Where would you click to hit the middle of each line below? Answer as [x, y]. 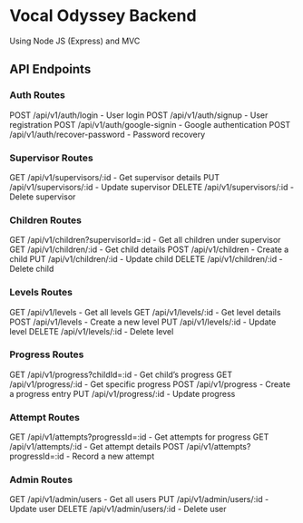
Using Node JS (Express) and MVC [75, 41]
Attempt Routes [44, 417]
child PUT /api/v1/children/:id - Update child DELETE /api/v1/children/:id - [146, 259]
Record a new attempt [113, 456]
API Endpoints [50, 69]
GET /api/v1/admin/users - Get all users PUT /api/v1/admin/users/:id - [139, 499]
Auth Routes [37, 95]
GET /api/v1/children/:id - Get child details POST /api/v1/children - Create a [149, 249]
